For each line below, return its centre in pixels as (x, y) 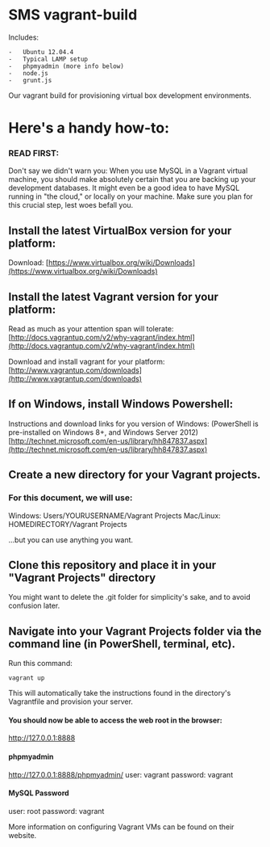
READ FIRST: (33, 154)
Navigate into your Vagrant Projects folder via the (135, 631)
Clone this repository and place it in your (112, 565)
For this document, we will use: (71, 498)
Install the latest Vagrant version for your (114, 297)
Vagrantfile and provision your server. (71, 702)
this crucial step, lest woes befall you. (71, 205)
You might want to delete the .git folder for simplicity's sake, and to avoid (129, 597)
